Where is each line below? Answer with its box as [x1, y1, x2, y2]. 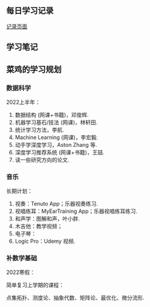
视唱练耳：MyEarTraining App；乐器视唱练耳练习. [14, 207, 138, 215]
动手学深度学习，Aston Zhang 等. [14, 141, 97, 148]
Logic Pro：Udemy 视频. [14, 237, 76, 245]
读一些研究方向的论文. [14, 156, 70, 163]
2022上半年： [6, 98, 41, 106]
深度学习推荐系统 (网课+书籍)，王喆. [14, 149, 105, 156]
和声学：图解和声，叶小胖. [14, 215, 80, 222]
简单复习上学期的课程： [6, 281, 64, 289]
